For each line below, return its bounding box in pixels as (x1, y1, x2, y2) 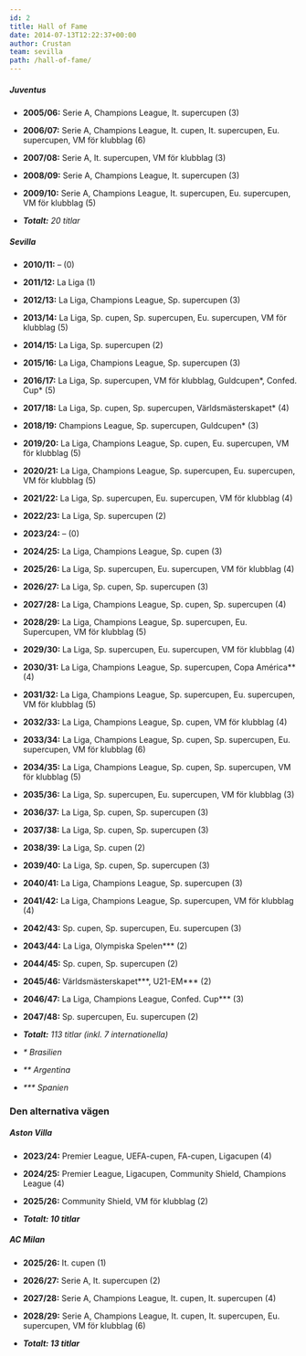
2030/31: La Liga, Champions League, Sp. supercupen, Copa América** (22, 662, 297, 673)
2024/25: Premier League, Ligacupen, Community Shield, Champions (22, 1168, 287, 1179)
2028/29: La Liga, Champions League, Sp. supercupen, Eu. (22, 616, 248, 627)
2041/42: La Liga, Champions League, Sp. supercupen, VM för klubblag (22, 895, 294, 906)
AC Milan (9, 1234, 46, 1245)
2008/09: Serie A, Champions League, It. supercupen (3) (22, 170, 240, 181)
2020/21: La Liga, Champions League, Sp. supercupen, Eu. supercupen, (22, 465, 295, 476)
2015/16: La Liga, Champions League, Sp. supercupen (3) (22, 357, 241, 368)
